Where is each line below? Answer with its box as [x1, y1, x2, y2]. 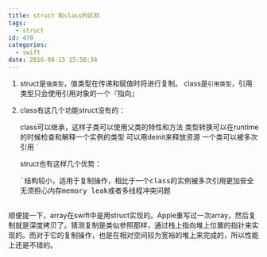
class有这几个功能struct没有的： [19, 105, 126, 115]
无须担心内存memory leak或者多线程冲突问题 [19, 186, 171, 195]
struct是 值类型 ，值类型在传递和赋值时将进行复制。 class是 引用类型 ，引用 [19, 79, 253, 88]
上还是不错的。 [8, 240, 57, 250]
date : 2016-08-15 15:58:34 [8, 56, 98, 64]
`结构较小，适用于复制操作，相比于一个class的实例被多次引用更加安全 [19, 176, 254, 185]
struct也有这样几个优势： [19, 159, 102, 168]
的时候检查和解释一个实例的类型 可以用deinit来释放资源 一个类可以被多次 [19, 132, 258, 141]
